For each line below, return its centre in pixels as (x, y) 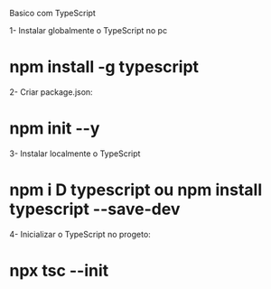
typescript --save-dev (95, 209)
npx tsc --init (59, 271)
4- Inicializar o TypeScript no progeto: (80, 234)
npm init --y (55, 129)
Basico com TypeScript (53, 13)
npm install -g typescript (104, 67)
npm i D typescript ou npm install (136, 190)
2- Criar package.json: (51, 92)
